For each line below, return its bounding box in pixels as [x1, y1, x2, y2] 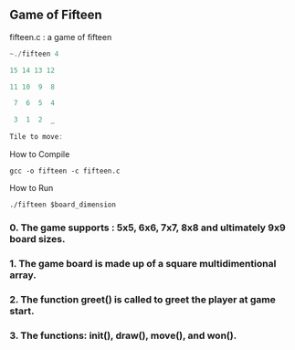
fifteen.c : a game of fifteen [9, 31, 112, 42]
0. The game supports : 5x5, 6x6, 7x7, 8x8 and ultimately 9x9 [9, 221, 286, 234]
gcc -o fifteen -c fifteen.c [9, 166, 121, 175]
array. [9, 269, 37, 281]
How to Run [9, 182, 54, 193]
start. [9, 304, 35, 317]
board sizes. [9, 232, 66, 245]
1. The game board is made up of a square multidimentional [9, 257, 277, 270]
